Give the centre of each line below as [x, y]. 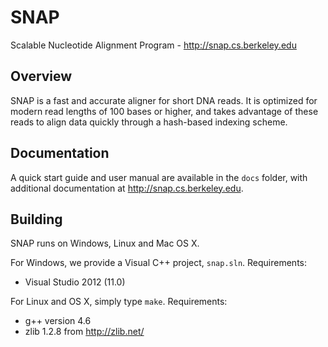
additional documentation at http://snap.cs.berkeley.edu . [127, 188]
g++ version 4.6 [58, 321]
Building [36, 219]
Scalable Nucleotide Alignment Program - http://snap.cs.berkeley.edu [153, 45]
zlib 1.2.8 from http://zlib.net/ [84, 332]
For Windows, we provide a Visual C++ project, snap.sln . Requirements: [159, 263]
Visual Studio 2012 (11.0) [75, 282]
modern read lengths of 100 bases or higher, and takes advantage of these [164, 111]
